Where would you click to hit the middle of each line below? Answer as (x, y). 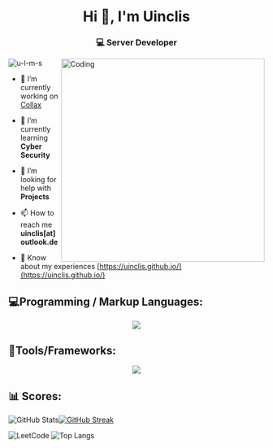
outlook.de (39, 242)
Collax (31, 105)
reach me (36, 225)
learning (34, 138)
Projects (35, 197)
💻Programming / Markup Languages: (106, 301)
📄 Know (33, 258)
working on (39, 96)
